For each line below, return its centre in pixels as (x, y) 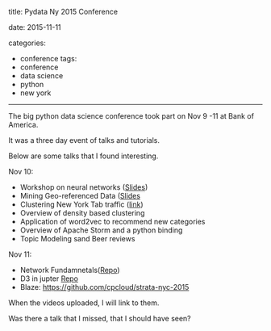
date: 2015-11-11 (35, 27)
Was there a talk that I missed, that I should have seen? (100, 318)
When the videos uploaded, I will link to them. (84, 303)
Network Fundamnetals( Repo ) (70, 270)
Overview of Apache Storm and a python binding (101, 230)
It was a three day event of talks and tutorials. (84, 140)
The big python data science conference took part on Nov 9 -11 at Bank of (131, 116)
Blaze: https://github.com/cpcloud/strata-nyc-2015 (104, 287)
